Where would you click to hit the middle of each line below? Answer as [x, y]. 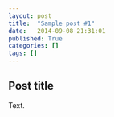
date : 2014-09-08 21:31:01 [57, 31]
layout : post [30, 16]
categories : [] [34, 46]
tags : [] [23, 53]
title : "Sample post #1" [51, 23]
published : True [35, 38]
